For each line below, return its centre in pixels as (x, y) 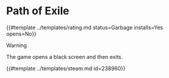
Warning (16, 45)
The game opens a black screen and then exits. (64, 57)
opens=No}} (21, 33)
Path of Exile (38, 11)
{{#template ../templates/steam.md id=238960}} (66, 68)
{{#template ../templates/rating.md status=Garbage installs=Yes (84, 27)
